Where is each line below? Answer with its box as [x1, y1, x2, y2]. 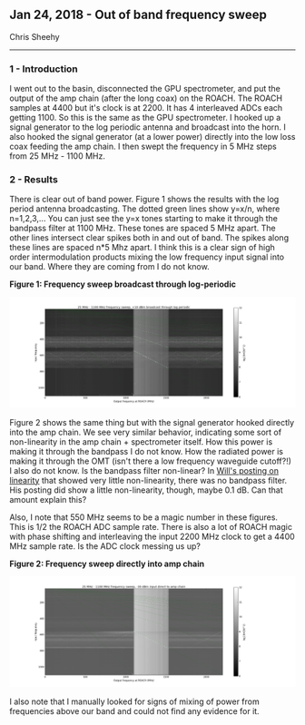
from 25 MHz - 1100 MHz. [9, 151, 106, 162]
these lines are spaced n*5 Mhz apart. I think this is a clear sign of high [9, 242, 275, 253]
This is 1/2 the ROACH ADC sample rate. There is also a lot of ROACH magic [9, 521, 293, 532]
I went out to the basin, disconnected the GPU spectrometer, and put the [9, 83, 281, 94]
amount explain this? [9, 494, 87, 505]
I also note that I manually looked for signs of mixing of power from [9, 696, 261, 707]
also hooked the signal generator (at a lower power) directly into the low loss [9, 132, 296, 142]
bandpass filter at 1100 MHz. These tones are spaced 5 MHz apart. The [9, 222, 276, 234]
